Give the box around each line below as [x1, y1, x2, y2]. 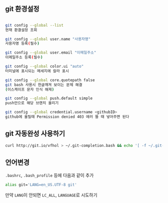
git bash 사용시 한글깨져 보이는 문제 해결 [5, 82, 82, 87]
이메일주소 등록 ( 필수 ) [5, 55, 43, 60]
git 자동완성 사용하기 [5, 129, 65, 138]
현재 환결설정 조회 [5, 27, 37, 33]
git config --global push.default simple [5, 96, 93, 101]
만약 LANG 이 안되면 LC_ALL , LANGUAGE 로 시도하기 [5, 192, 97, 198]
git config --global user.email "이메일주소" [5, 50, 96, 55]
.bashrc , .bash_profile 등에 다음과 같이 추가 [5, 172, 94, 178]
